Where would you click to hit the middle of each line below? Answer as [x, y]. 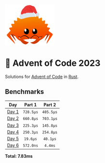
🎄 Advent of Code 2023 [53, 63]
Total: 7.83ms [19, 156]
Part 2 [50, 104]
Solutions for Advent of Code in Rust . [42, 76]
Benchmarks [25, 92]
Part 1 [31, 104]
